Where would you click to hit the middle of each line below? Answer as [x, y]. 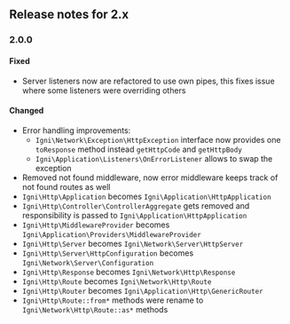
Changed [27, 111]
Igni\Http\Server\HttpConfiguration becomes [108, 253]
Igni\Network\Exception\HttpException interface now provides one [158, 139]
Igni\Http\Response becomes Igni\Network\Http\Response [129, 272]
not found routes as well [66, 186]
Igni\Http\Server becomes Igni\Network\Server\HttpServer [133, 243]
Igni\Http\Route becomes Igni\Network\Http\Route [117, 281]
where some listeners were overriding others [104, 90]
